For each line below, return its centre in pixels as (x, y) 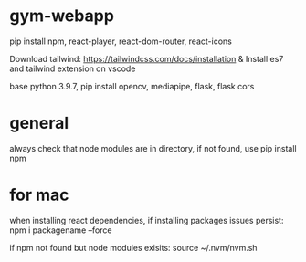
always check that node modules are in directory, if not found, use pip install (153, 148)
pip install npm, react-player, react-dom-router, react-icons (121, 41)
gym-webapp (62, 16)
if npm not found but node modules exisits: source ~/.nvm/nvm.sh (133, 247)
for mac (40, 195)
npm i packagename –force (61, 230)
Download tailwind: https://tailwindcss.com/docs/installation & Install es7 (147, 58)
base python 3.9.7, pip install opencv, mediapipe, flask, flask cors (132, 86)
